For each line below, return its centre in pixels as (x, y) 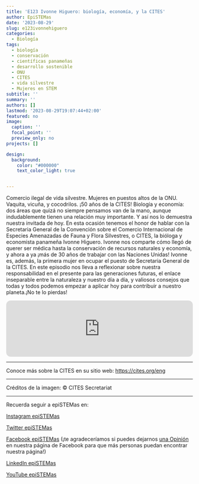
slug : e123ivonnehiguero (37, 28)
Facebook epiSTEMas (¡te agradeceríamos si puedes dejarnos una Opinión (97, 439)
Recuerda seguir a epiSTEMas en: (47, 405)
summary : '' (21, 99)
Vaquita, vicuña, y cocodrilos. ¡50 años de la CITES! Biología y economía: (95, 204)
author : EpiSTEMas (29, 17)
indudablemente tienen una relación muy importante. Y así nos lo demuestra (99, 217)
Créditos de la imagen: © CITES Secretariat (59, 388)
